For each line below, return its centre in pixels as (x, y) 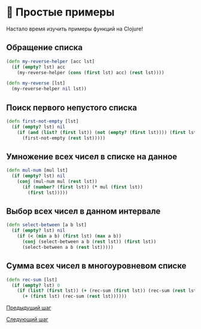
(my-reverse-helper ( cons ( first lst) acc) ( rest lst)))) (91, 72)
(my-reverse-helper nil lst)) (49, 89)
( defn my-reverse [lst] (36, 83)
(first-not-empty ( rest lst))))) (64, 138)
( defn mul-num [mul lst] (37, 170)
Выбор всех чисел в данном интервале (83, 211)
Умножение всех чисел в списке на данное (92, 156)
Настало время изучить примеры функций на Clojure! (75, 29)
